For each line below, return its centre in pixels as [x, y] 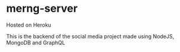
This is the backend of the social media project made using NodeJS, [90, 36]
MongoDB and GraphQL [36, 43]
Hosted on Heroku [29, 25]
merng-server [42, 9]
